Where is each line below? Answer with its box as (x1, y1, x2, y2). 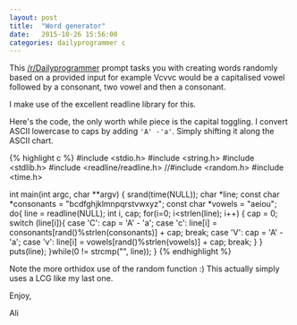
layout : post (9, 13, 58, 22)
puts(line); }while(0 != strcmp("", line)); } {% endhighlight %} (9, 246, 233, 257)
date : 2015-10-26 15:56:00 (9, 30, 118, 38)
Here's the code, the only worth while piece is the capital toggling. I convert (9, 116, 288, 127)
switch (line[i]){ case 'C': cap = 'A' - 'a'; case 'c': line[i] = (9, 218, 217, 228)
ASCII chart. (9, 135, 54, 146)
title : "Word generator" (9, 21, 106, 30)
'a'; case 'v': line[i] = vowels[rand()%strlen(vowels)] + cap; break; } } (9, 236, 263, 247)
